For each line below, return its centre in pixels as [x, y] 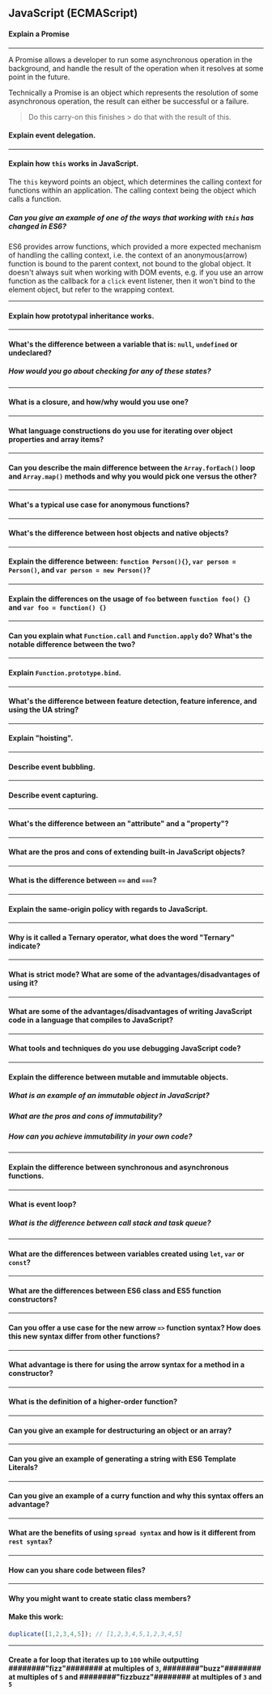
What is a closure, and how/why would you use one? [98, 402]
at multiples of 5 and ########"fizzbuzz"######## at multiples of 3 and [135, 1677]
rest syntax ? [30, 1541]
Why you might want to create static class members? [100, 1598]
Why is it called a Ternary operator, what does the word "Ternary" [121, 937]
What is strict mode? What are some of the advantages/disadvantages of [134, 974]
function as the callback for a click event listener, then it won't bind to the [132, 281]
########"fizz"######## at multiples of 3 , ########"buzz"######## [135, 1668]
